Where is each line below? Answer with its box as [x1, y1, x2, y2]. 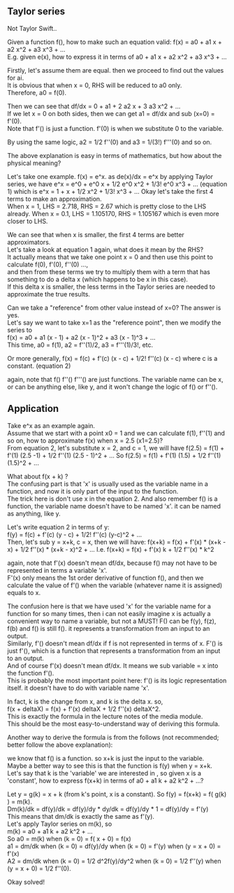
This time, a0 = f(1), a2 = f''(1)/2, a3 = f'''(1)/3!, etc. [7, 341, 154, 349]
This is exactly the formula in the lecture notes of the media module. [7, 712, 203, 720]
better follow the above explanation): [7, 741, 113, 749]
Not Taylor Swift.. [7, 24, 57, 32]
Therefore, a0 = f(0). [7, 88, 67, 97]
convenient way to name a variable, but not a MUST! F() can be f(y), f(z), [7, 617, 217, 625]
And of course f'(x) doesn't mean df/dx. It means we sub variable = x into [7, 661, 219, 670]
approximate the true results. [7, 290, 91, 298]
